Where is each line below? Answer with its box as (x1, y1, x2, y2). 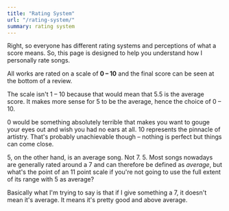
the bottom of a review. (7, 77, 73, 85)
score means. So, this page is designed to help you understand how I (7, 49, 203, 57)
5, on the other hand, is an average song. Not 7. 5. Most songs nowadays (7, 153, 213, 162)
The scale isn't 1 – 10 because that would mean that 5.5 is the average (7, 90, 204, 98)
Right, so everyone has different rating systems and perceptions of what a (7, 42, 217, 50)
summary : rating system (7, 23, 75, 30)
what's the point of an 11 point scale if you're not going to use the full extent (7, 168, 221, 176)
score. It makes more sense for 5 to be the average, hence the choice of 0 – (7, 98, 221, 106)
